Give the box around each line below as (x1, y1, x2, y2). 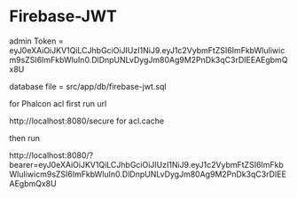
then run (9, 132, 41, 143)
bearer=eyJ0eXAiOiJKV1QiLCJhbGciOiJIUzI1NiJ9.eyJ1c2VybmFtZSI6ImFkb (9, 159, 284, 170)
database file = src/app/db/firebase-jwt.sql (9, 81, 167, 91)
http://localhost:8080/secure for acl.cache (9, 115, 165, 126)
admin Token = (9, 36, 64, 46)
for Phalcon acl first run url (9, 98, 107, 108)
